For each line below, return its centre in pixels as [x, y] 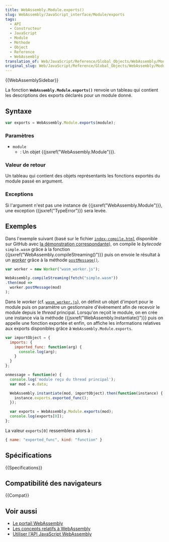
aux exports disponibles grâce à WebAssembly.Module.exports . [69, 328]
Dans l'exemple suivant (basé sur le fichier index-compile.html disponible [81, 238]
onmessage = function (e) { [33, 375]
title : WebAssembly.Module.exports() [45, 10]
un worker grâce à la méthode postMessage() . [52, 260]
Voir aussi [21, 511]
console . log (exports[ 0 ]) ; [37, 416]
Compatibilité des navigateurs [54, 483]
